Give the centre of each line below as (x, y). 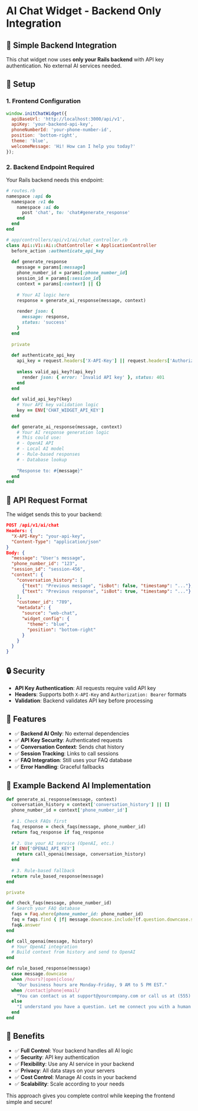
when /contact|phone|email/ (46, 990)
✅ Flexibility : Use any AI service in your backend (74, 1064)
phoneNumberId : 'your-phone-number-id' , (62, 130)
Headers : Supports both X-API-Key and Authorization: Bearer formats (100, 694)
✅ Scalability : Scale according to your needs (70, 1084)
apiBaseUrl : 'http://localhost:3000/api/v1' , (68, 119)
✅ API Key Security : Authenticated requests (68, 740)
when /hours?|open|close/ (43, 979)
